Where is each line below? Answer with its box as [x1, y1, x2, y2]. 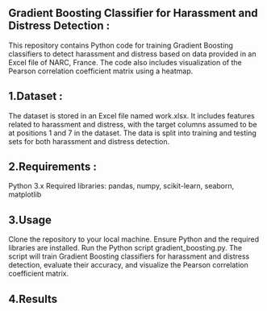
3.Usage [8, 213, 52, 226]
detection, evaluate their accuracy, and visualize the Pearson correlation [8, 260, 248, 270]
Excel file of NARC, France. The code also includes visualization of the [8, 57, 242, 67]
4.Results [8, 292, 58, 305]
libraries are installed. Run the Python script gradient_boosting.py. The [8, 243, 243, 253]
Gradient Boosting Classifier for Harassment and [8, 6, 258, 20]
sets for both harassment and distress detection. [8, 136, 170, 146]
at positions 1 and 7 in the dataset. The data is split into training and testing [8, 128, 257, 138]
